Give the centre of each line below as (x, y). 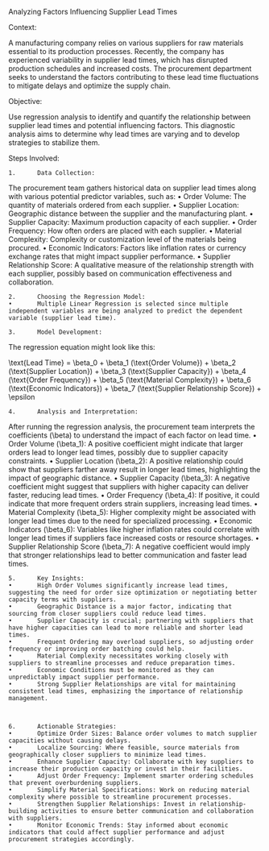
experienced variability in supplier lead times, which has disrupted (118, 60)
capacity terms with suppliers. (62, 600)
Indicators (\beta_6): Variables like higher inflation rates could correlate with (134, 529)
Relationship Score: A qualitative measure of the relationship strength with (131, 265)
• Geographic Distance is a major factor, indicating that (120, 607)
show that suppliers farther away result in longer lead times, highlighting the (134, 469)
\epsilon (22, 397)
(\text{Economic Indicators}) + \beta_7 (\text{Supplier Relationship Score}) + (135, 388)
